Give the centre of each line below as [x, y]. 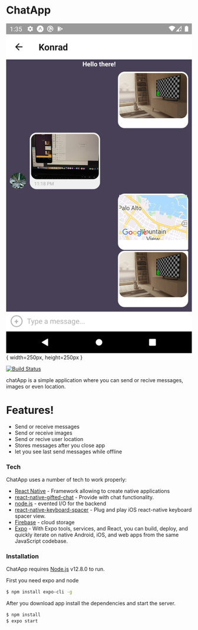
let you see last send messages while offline [68, 452]
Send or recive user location [49, 439]
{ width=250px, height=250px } [44, 357]
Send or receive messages [47, 426]
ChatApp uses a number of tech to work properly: [66, 480]
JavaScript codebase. [41, 541]
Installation [23, 556]
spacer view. [30, 516]
